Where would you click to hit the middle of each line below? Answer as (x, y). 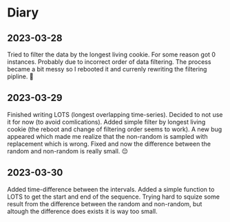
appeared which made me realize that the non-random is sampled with (107, 136)
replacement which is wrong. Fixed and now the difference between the (109, 144)
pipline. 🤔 (20, 76)
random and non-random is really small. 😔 (68, 151)
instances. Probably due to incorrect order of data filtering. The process (109, 62)
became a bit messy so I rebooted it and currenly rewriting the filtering (107, 69)
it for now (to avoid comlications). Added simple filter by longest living (106, 122)
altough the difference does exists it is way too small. (82, 211)
